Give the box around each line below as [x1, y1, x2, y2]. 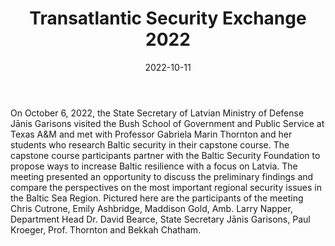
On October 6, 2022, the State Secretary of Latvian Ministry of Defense [10, 107, 305, 119]
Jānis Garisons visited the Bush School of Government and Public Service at [10, 117, 325, 129]
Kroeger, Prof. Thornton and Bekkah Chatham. [10, 223, 202, 236]
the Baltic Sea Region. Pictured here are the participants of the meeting [10, 192, 304, 204]
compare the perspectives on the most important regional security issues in [10, 181, 322, 193]
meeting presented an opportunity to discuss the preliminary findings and [10, 170, 314, 182]
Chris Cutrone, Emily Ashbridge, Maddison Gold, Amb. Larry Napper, [10, 202, 293, 214]
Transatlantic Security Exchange [29, 7, 307, 30]
